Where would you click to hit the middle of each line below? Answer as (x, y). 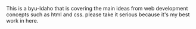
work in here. (22, 21)
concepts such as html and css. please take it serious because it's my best (98, 14)
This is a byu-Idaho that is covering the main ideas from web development (97, 8)
